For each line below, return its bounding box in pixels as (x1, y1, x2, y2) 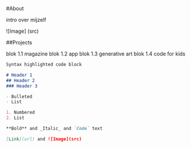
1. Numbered (6, 109, 35, 116)
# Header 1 (6, 72, 33, 78)
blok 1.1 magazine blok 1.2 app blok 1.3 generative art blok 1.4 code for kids (6, 50, 186, 57)
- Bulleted (6, 94, 33, 99)
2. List (6, 115, 25, 121)
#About (6, 5, 24, 12)
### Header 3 (6, 83, 38, 89)
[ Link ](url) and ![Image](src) (6, 136, 82, 142)
